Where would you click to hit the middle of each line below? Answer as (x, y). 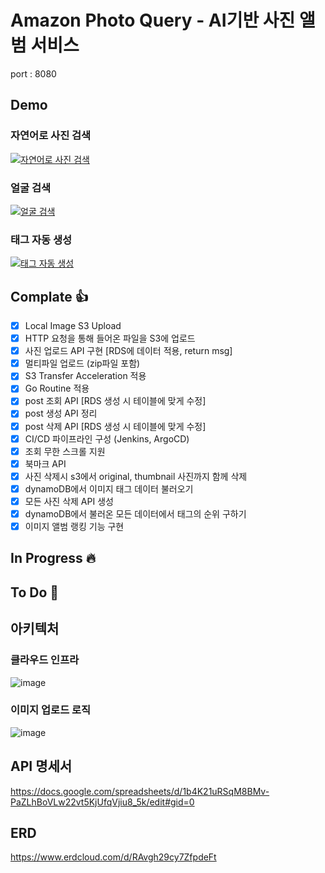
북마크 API (45, 463)
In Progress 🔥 (53, 558)
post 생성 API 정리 (61, 413)
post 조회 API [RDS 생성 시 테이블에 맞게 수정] (115, 401)
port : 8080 (33, 73)
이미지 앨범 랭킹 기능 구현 (74, 527)
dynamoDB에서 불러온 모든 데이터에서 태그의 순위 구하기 (135, 513)
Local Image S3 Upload (73, 326)
